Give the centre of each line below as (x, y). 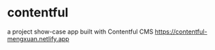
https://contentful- (181, 32)
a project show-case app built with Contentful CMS (80, 32)
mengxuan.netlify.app (38, 38)
